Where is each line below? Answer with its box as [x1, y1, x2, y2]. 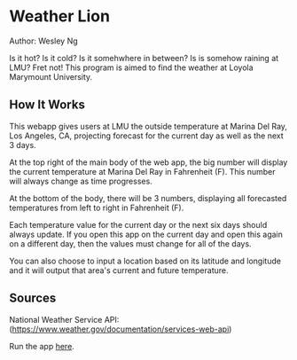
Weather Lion [9, 6, 111, 27]
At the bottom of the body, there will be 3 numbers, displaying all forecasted [9, 192, 287, 203]
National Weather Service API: [9, 314, 120, 325]
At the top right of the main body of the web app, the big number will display [9, 157, 288, 168]
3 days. [9, 139, 37, 150]
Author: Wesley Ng [9, 35, 78, 46]
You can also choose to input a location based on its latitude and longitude [9, 255, 282, 266]
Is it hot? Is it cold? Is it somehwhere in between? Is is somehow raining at [9, 52, 279, 63]
